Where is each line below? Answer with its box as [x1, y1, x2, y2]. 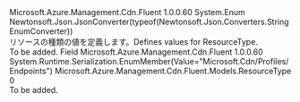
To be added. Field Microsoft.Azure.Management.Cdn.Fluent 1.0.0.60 [9, 47, 264, 57]
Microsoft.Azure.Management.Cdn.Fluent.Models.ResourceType [55, 65, 292, 76]
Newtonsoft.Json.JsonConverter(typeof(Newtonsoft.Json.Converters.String [9, 16, 289, 27]
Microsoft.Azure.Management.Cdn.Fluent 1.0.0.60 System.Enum [9, 7, 246, 17]
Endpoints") [9, 65, 54, 76]
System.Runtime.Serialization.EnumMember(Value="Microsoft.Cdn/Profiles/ [9, 56, 289, 66]
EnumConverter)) [9, 26, 73, 37]
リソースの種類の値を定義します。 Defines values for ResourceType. [9, 37, 258, 47]
